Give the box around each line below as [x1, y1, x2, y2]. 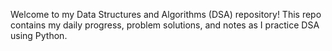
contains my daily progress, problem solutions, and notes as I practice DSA [10, 19, 320, 31]
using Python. [10, 30, 68, 41]
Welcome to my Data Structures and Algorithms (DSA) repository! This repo [10, 9, 322, 20]
